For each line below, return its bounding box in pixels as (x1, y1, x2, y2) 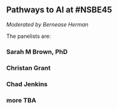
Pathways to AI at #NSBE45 (6, 5, 113, 15)
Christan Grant (6, 63, 51, 72)
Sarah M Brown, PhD (6, 48, 68, 56)
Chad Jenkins (6, 79, 48, 88)
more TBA (6, 96, 36, 104)
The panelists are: (6, 33, 51, 40)
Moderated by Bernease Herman (6, 20, 89, 28)
